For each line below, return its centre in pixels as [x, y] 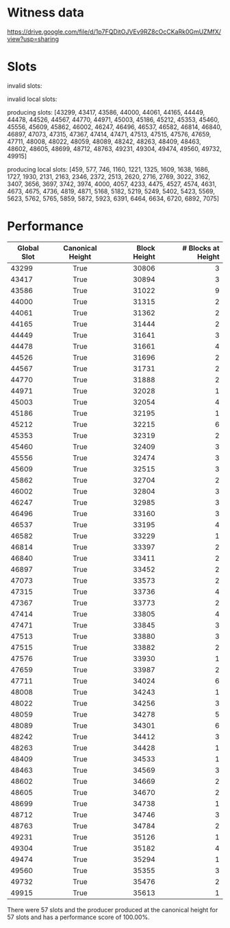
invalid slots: [25, 85]
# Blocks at [201, 248]
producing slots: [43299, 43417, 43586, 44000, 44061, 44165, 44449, [106, 112]
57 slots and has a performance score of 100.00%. [78, 917]
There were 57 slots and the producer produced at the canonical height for [113, 909]
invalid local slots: [32, 99]
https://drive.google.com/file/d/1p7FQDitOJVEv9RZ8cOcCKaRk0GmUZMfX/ [114, 32]
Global [28, 248]
